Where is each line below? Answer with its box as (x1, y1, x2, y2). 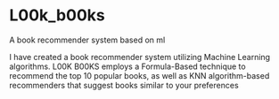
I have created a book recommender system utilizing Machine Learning (9, 51, 270, 62)
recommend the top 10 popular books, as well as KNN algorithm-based (9, 70, 270, 80)
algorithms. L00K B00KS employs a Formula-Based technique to (9, 61, 247, 72)
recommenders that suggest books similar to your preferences (9, 80, 239, 90)
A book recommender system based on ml (9, 34, 166, 45)
